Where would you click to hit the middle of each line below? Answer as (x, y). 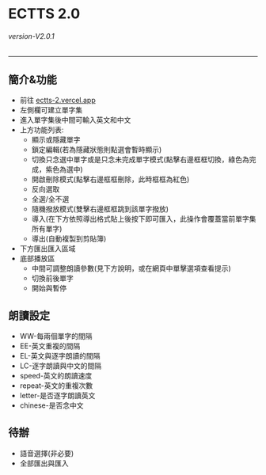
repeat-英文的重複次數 (56, 386)
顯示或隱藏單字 (56, 140)
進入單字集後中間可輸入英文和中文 (75, 120)
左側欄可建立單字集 (51, 110)
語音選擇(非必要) (47, 453)
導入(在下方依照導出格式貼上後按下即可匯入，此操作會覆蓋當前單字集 (144, 219)
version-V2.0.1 (31, 36)
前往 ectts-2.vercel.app (58, 101)
